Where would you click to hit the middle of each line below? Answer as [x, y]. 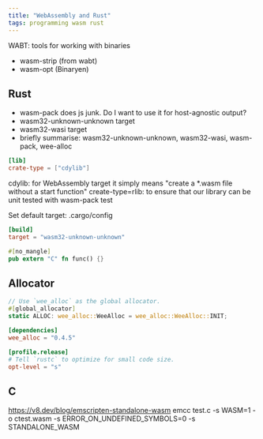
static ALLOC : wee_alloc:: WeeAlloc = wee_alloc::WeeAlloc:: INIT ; [118, 317]
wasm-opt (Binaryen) [54, 69]
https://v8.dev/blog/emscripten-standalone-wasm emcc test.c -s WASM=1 [130, 411]
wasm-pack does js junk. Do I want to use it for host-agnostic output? [133, 113]
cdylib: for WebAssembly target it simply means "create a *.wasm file [120, 183]
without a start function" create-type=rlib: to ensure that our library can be [130, 192]
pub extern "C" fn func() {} [56, 259]
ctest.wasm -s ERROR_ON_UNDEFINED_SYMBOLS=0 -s [105, 418]
